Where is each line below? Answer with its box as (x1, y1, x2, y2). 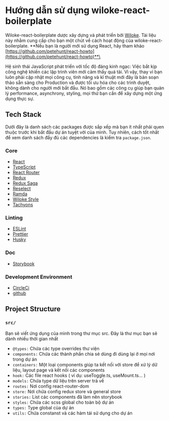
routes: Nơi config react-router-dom (12, 383, 90, 389)
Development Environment (5, 273, 72, 280)
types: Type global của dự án (12, 404, 74, 410)
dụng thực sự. (5, 96, 34, 102)
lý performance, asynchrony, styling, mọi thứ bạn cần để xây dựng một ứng (5, 90, 162, 96)
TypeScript (12, 164, 36, 170)
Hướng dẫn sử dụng (5, 5, 90, 16)
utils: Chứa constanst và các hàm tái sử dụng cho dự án (12, 410, 133, 416)
